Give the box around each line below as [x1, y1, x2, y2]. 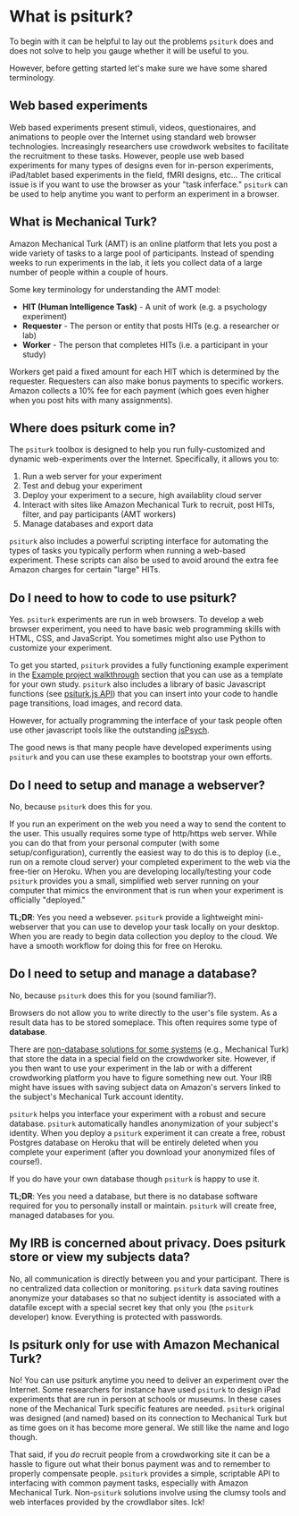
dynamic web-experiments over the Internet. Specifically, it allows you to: [9, 453, 279, 464]
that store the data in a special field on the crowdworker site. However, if [9, 1053, 277, 1063]
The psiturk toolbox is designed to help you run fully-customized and [9, 445, 266, 455]
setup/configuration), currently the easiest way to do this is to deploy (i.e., [9, 847, 282, 858]
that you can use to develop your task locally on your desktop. [50, 921, 279, 932]
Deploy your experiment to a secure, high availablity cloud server [21, 490, 262, 501]
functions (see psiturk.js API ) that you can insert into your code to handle [9, 689, 278, 699]
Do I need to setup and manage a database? [9, 966, 257, 981]
